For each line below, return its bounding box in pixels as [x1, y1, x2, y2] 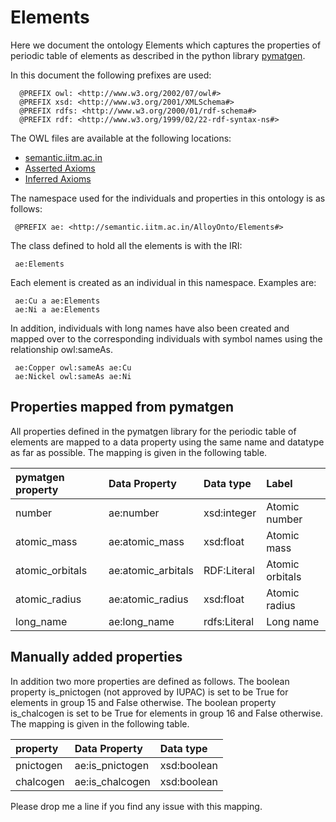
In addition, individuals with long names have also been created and [10, 322, 290, 334]
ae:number [108, 506, 160, 520]
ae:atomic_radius [108, 592, 189, 606]
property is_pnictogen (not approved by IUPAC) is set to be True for [10, 686, 289, 698]
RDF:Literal [203, 563, 255, 577]
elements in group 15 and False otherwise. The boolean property [10, 696, 277, 708]
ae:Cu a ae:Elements [14, 296, 101, 306]
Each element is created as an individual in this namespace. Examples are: [10, 276, 317, 288]
